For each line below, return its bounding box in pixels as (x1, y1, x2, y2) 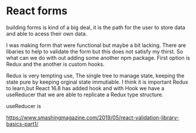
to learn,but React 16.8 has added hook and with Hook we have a (6, 84, 165, 91)
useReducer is (6, 102, 41, 109)
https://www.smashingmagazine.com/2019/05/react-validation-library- (6, 114, 179, 121)
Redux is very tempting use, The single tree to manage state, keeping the (6, 72, 185, 79)
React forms (6, 4, 68, 18)
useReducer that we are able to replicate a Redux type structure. (6, 91, 164, 98)
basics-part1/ (6, 120, 38, 127)
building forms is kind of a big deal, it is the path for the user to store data (6, 24, 185, 31)
